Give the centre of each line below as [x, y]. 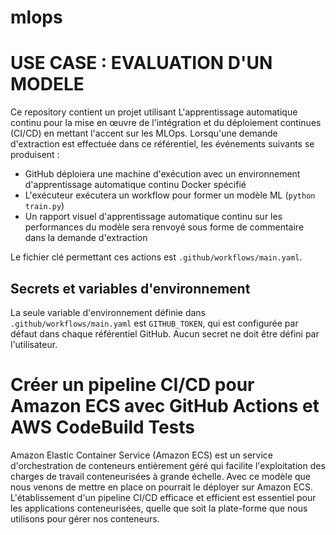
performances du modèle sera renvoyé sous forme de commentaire [164, 227]
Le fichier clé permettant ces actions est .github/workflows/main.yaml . [156, 257]
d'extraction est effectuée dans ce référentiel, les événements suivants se [162, 144]
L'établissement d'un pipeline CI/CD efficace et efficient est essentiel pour [163, 497]
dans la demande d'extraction [86, 238]
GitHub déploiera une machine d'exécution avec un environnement [162, 174]
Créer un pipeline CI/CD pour [132, 385]
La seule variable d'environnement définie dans [108, 312]
